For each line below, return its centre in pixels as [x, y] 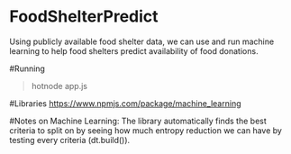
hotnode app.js [59, 86]
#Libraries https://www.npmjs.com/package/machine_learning [125, 103]
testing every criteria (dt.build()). [70, 140]
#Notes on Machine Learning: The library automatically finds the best [138, 121]
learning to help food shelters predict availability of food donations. [134, 50]
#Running [27, 68]
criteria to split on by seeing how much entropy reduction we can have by [145, 130]
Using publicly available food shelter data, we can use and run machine [142, 41]
